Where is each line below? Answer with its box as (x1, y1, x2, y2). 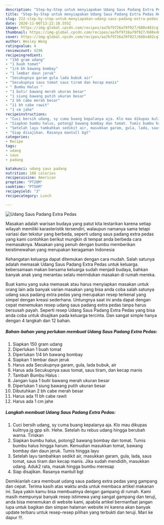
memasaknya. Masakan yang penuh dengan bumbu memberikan (5, 241, 136, 247)
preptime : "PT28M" (5, 180, 43, 185)
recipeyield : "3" (5, 189, 41, 194)
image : (5, 25, 19, 30)
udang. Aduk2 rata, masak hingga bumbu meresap (12, 463, 114, 469)
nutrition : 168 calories (5, 171, 56, 176)
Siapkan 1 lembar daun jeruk (12, 357, 70, 363)
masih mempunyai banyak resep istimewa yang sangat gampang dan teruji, (5, 494, 157, 500)
